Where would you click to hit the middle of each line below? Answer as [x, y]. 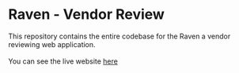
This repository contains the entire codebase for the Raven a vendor [119, 36]
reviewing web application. [52, 44]
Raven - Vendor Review [86, 15]
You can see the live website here [63, 61]
